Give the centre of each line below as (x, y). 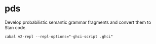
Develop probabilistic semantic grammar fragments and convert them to (78, 22)
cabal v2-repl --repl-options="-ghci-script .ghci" (59, 37)
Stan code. (16, 27)
